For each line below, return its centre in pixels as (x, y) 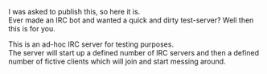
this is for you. (32, 29)
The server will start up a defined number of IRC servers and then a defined (134, 53)
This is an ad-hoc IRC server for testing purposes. (91, 44)
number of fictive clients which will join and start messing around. (117, 61)
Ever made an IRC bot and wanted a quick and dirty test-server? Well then (131, 20)
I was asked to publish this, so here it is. (74, 12)
